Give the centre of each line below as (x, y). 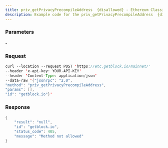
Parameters (19, 32)
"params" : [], (20, 90)
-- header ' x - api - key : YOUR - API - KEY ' (43, 71)
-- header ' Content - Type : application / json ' (51, 76)
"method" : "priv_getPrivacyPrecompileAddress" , (56, 85)
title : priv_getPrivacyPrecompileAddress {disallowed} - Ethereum (77, 10)
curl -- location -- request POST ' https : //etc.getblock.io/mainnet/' (78, 66)
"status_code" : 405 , (35, 132)
